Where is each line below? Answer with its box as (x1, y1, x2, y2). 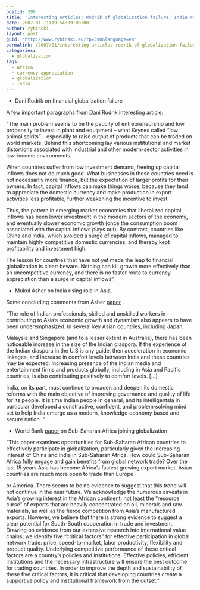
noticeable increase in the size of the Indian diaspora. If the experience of (6, 341, 187, 348)
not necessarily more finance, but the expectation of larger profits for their (6, 177, 189, 183)
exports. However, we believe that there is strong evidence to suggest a (6, 514, 183, 521)
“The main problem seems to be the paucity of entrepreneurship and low (6, 121, 185, 127)
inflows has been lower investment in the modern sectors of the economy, (6, 213, 188, 220)
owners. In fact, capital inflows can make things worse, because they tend (6, 183, 189, 190)
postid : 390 (6, 8, 36, 15)
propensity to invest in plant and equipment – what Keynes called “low (6, 126, 179, 134)
